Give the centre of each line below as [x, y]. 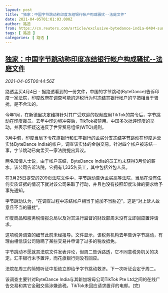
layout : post [19, 10]
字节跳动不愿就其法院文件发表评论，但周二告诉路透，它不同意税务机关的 [79, 251]
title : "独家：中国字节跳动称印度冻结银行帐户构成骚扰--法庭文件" [66, 15]
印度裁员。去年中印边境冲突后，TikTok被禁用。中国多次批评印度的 [82, 121]
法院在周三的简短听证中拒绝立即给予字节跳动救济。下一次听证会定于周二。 [82, 268]
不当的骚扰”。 [28, 207]
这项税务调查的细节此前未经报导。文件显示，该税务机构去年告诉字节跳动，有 [84, 235]
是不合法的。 [27, 104]
